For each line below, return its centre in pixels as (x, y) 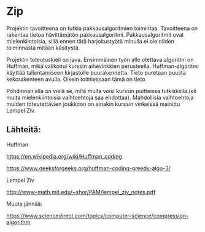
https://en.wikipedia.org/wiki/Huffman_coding (64, 156)
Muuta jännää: (25, 204)
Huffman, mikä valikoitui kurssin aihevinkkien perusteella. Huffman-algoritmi (103, 66)
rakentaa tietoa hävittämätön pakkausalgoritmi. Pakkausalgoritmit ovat (95, 34)
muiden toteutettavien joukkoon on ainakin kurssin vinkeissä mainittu (93, 104)
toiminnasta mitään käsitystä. (43, 48)
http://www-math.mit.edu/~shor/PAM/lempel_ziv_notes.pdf (81, 192)
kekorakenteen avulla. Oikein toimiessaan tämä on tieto (76, 79)
